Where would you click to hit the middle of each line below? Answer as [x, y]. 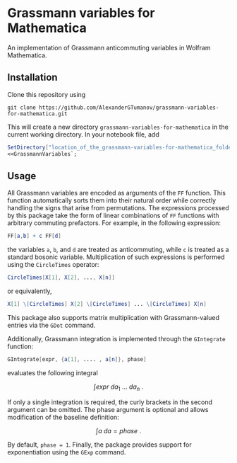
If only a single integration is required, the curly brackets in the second [110, 402]
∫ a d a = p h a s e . [119, 430]
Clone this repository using [47, 94]
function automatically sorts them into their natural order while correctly [112, 200]
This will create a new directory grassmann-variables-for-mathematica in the [118, 127]
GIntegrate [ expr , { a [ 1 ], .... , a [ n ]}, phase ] [77, 359]
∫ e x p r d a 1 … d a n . [119, 387]
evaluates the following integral [53, 372]
